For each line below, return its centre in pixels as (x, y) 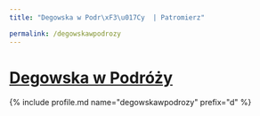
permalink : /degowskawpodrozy (65, 33)
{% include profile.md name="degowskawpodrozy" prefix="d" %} (130, 103)
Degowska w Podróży (91, 78)
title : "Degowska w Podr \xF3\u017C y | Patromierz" (107, 17)
